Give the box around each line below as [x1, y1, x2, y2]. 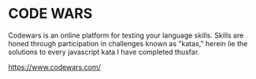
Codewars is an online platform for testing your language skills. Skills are [8, 31, 244, 40]
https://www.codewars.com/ [8, 62, 101, 71]
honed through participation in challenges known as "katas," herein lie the [8, 38, 248, 48]
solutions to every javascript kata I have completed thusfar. [8, 47, 200, 56]
